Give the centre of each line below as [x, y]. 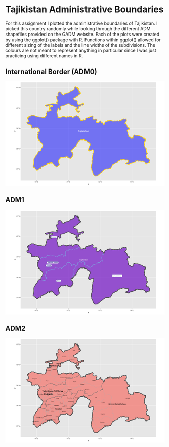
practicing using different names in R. [44, 56]
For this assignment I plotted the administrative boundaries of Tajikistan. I [81, 23]
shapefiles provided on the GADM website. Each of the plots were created [82, 34]
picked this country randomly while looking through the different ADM [78, 28]
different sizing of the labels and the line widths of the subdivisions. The [80, 45]
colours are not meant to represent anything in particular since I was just [81, 50]
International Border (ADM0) [51, 72]
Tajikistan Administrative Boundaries [85, 9]
